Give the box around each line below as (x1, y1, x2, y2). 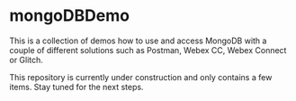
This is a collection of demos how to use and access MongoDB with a (9, 35, 267, 46)
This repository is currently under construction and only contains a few (9, 71, 273, 82)
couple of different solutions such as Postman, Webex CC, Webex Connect (9, 44, 287, 55)
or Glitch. (9, 54, 43, 65)
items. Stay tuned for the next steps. (9, 81, 144, 92)
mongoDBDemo (9, 5, 130, 26)
